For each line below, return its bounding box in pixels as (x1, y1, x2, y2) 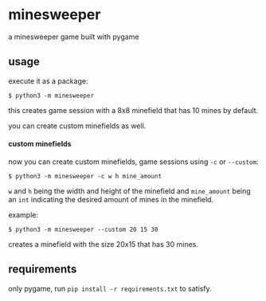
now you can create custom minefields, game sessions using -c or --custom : (8, 157, 259, 166)
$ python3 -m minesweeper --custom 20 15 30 (8, 225, 158, 233)
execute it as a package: (8, 76, 88, 85)
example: (8, 209, 38, 220)
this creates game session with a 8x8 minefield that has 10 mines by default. (8, 105, 259, 115)
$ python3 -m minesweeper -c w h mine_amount (8, 172, 162, 180)
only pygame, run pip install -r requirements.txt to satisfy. (8, 283, 213, 293)
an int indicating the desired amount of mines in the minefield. (8, 194, 213, 204)
